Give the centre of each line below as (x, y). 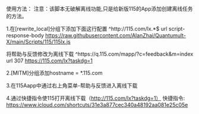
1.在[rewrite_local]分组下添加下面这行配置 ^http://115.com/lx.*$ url (87, 29)
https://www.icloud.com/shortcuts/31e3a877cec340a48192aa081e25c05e (97, 105)
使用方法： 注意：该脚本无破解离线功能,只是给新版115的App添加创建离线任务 (99, 9)
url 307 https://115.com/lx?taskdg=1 (50, 61)
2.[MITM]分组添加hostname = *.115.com (54, 73)
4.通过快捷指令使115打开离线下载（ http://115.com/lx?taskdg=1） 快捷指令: (96, 98)
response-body (25, 35)
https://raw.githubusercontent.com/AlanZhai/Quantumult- (116, 35)
